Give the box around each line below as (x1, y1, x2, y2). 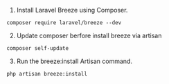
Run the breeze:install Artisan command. (16, 57, 133, 65)
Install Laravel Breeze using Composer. (16, 6, 128, 14)
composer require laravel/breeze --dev (6, 19, 122, 26)
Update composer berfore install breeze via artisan (16, 31, 162, 40)
